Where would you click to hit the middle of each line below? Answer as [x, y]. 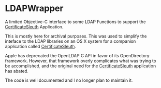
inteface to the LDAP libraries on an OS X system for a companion [71, 41]
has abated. [17, 71]
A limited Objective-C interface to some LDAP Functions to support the [75, 22]
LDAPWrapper [34, 8]
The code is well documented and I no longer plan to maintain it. [69, 80]
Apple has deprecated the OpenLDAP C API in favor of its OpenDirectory [77, 55]
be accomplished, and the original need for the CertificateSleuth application [80, 66]
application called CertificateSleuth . [41, 46]
